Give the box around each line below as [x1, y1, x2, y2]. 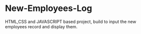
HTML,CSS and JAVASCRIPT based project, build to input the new [5, 19, 137, 24]
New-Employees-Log [5, 3, 93, 14]
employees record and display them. [5, 23, 78, 29]
